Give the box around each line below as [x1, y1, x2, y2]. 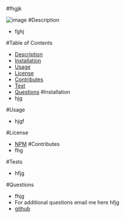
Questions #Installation [14, 89, 70, 95]
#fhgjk [6, 5, 22, 12]
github [14, 205, 31, 212]
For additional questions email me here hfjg [14, 199, 120, 206]
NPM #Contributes [14, 141, 60, 147]
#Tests [6, 158, 23, 165]
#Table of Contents [6, 40, 53, 46]
